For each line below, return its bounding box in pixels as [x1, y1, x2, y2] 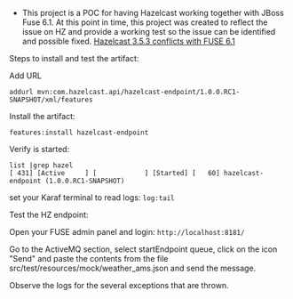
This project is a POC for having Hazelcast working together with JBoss [21, 8, 284, 18]
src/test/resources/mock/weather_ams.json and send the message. [9, 263, 257, 273]
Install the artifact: [9, 111, 75, 121]
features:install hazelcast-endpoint [9, 128, 149, 137]
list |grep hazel [9, 161, 74, 170]
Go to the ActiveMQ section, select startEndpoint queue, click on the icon [9, 244, 278, 255]
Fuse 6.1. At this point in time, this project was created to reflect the [21, 17, 268, 28]
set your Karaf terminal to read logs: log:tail [9, 192, 175, 203]
